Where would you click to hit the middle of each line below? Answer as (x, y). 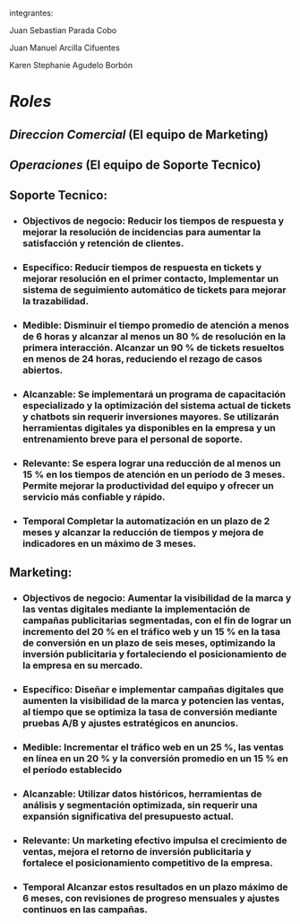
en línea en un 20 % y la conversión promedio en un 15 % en (155, 759)
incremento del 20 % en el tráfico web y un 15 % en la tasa (151, 632)
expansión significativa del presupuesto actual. (128, 816)
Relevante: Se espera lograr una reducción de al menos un (151, 463)
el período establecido (72, 770)
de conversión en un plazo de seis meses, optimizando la (149, 643)
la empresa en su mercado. (82, 665)
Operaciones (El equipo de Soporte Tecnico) (135, 165)
